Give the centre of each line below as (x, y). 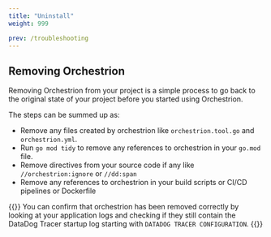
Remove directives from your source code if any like (107, 165)
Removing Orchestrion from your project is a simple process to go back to (132, 91)
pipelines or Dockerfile (58, 191)
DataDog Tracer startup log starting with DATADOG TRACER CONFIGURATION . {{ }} (136, 224)
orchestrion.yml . (49, 140)
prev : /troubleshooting (49, 38)
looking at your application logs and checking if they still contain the (122, 215)
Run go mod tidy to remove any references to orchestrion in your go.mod (140, 148)
